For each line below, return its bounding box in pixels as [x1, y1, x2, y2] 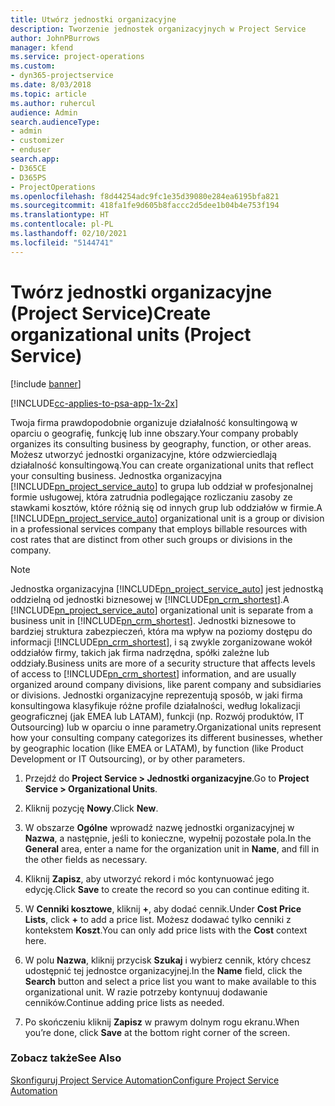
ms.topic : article [10, 89, 87, 99]
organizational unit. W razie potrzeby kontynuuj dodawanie [24, 986, 268, 998]
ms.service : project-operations [10, 52, 145, 62]
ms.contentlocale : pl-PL [10, 219, 114, 230]
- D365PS [10, 172, 47, 183]
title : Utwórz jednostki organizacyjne [10, 14, 177, 25]
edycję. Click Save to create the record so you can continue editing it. [24, 883, 310, 895]
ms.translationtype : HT [10, 210, 110, 220]
